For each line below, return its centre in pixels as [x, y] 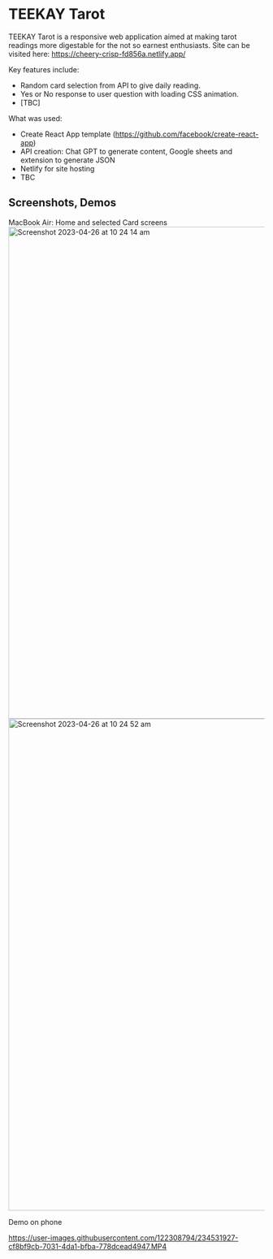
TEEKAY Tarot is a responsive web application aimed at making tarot [123, 37]
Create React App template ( [68, 134]
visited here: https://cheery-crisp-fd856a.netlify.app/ [97, 54]
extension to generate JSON [67, 160]
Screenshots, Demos [63, 203]
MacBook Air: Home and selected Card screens [88, 222]
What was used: [35, 118]
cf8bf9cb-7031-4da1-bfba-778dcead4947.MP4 [88, 1246]
